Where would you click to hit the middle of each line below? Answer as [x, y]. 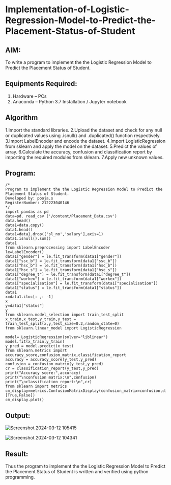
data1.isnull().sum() [28, 239]
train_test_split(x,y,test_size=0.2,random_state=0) [62, 324]
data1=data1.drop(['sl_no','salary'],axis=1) [54, 234]
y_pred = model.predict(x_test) [39, 346]
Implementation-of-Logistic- [67, 9]
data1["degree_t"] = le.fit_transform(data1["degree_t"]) [68, 275]
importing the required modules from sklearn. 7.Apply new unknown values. [84, 157]
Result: [17, 454]
